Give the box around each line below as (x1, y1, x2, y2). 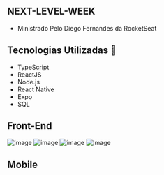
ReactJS (17, 70, 42, 79)
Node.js (17, 77, 40, 86)
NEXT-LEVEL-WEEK (7, 6, 96, 17)
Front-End (7, 120, 52, 132)
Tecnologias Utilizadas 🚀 (7, 45, 117, 56)
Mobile (7, 158, 38, 170)
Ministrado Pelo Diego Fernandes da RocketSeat (17, 24, 157, 32)
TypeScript (17, 63, 50, 71)
